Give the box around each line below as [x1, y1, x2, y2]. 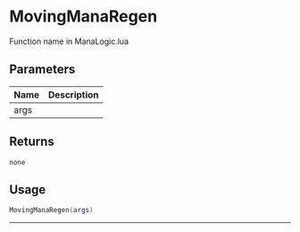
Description [47, 88, 100, 100]
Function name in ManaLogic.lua [9, 36, 129, 47]
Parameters [9, 62, 76, 77]
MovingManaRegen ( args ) [9, 206, 94, 215]
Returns [9, 134, 55, 150]
